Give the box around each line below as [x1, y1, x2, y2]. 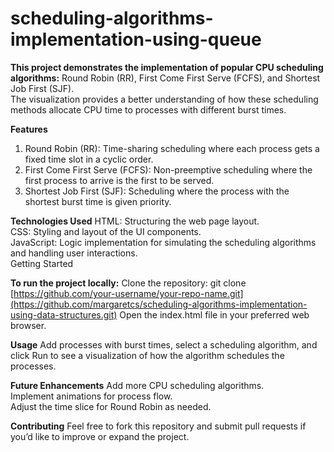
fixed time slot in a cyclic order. [24, 153, 154, 165]
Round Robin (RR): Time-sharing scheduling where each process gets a [24, 142, 320, 154]
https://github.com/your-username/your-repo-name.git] [13, 287, 244, 299]
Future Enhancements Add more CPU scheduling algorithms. [10, 379, 265, 391]
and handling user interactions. [10, 247, 138, 259]
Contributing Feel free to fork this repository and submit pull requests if [10, 420, 307, 432]
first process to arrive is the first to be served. [24, 174, 215, 186]
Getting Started [10, 257, 74, 269]
